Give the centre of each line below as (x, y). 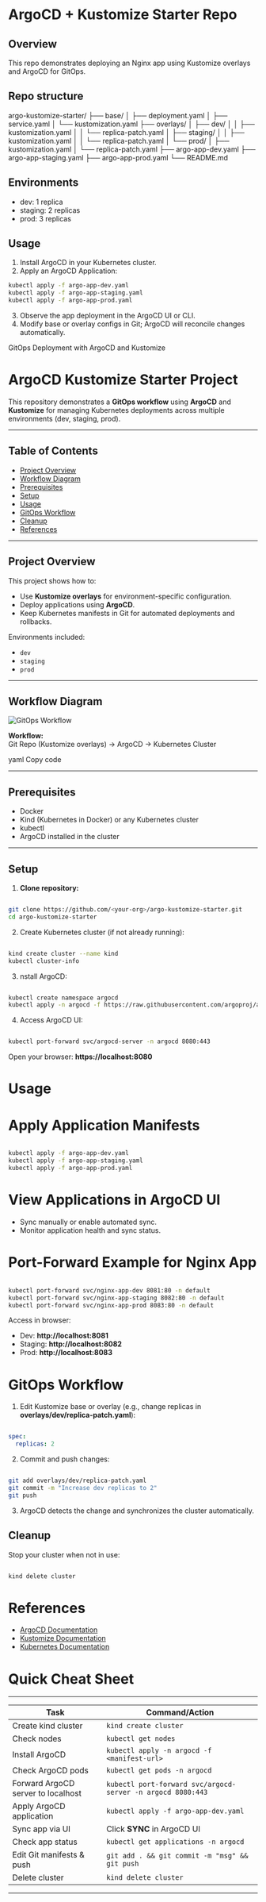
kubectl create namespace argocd (63, 998)
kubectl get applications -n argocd (175, 1842)
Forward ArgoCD (44, 1784)
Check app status (45, 1842)
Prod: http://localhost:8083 (66, 1353)
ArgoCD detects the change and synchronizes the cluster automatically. (137, 1511)
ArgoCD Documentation (59, 1630)
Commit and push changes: (65, 1459)
